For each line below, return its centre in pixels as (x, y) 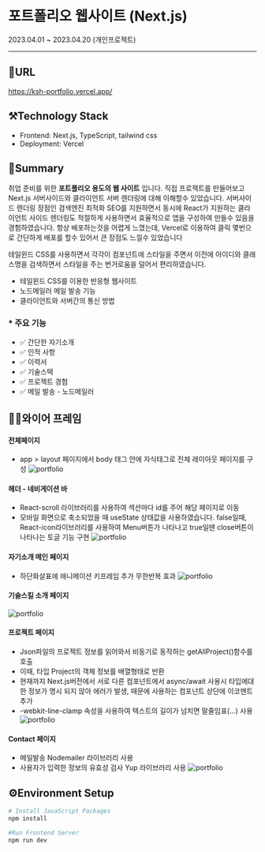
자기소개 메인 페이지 (39, 557)
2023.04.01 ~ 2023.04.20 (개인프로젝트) (72, 39)
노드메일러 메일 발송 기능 (58, 291)
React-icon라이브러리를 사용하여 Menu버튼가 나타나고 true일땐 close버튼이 (136, 527)
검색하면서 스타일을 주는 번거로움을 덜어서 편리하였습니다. (118, 265)
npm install (28, 818)
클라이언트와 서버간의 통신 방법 (67, 301)
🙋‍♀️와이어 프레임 (45, 419)
